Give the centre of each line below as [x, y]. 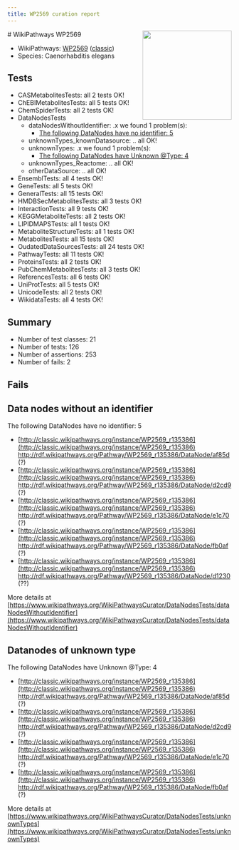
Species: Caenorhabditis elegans [66, 56]
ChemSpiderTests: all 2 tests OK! [66, 111]
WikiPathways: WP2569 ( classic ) [66, 48]
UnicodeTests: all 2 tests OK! [60, 292]
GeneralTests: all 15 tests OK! [60, 194]
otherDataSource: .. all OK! [67, 171]
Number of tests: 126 [48, 347]
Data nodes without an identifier [80, 409]
